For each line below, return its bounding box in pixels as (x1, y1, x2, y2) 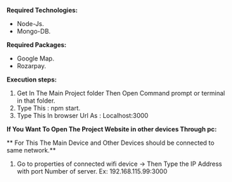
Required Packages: (6, 41, 67, 48)
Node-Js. (16, 20, 44, 27)
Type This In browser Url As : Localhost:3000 (16, 112, 149, 119)
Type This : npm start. (16, 104, 81, 112)
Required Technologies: (6, 6, 78, 14)
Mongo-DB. (16, 27, 51, 35)
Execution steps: (6, 75, 57, 84)
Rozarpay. (16, 62, 46, 70)
